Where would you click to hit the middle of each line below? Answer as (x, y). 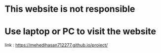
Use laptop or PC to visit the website (80, 32)
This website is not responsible (70, 9)
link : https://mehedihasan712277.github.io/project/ (56, 45)
